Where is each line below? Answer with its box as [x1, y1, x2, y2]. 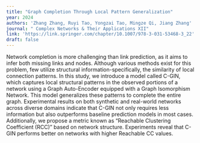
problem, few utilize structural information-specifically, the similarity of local [6, 66, 195, 73]
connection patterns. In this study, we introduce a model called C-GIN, [6, 73, 181, 79]
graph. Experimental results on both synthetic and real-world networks [6, 98, 181, 105]
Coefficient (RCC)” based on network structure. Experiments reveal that [6, 124, 184, 130]
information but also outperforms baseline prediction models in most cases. [6, 111, 193, 118]
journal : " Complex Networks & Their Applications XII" [6, 25, 149, 32]
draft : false [6, 37, 39, 43]
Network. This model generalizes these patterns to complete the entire [6, 91, 181, 99]
